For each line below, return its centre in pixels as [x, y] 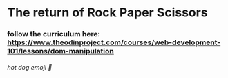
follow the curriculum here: [54, 34]
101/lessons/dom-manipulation [60, 51]
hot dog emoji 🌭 [30, 67]
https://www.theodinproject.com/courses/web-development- [114, 42]
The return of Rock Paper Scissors [108, 13]
